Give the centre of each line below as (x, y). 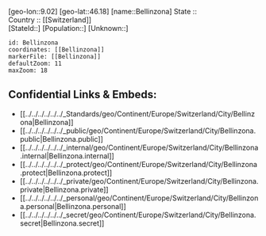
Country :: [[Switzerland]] (50, 20)
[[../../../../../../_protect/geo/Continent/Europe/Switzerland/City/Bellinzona (139, 164)
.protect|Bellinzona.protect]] (66, 173)
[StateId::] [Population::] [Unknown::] (68, 28)
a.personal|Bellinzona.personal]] (73, 206)
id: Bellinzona (33, 43)
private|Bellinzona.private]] (64, 189)
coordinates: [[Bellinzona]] (56, 50)
